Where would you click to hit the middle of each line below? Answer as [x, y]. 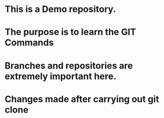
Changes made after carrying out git [82, 99]
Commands [29, 43]
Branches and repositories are [69, 65]
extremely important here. [60, 76]
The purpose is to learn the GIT [70, 32]
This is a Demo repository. [60, 9]
